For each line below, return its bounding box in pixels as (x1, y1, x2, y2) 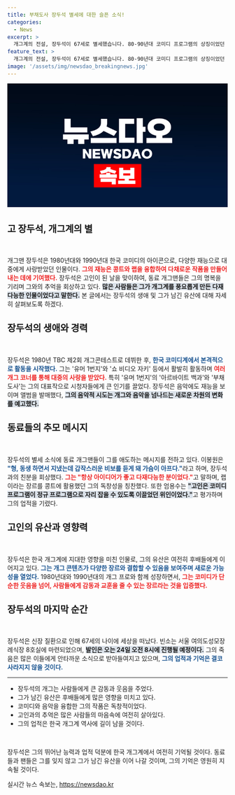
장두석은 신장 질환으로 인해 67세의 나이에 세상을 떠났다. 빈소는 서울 (7, 637, 190, 645)
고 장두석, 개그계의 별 (7, 222, 93, 234)
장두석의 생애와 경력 (7, 322, 88, 334)
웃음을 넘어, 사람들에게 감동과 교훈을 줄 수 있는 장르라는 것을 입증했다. (20, 581, 208, 589)
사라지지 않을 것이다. (7, 663, 64, 671)
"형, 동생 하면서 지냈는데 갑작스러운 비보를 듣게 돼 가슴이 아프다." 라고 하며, (7, 464, 209, 472)
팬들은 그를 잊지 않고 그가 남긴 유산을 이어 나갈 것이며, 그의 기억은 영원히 (20, 757, 218, 765)
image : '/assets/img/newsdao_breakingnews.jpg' (7, 63, 149, 70)
